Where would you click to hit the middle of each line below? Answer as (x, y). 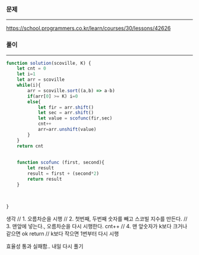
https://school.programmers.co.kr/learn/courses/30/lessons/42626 (89, 29)
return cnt (30, 146)
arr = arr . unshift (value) (67, 130)
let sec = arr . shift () (66, 113)
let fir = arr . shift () (66, 107)
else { (34, 102)
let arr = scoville (41, 80)
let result (41, 168)
